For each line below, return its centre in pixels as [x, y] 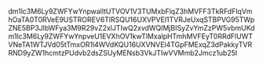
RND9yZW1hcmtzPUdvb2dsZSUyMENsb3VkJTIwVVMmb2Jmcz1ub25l [123, 53]
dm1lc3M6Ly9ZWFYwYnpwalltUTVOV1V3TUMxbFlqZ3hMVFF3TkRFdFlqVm [130, 11]
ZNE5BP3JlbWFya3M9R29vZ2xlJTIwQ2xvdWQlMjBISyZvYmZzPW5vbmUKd [131, 28]
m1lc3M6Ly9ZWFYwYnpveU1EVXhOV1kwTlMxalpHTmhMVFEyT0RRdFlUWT [131, 36]
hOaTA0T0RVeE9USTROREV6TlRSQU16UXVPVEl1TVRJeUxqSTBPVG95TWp [131, 20]
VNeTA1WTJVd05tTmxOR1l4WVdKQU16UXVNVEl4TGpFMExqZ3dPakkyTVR [130, 45]
